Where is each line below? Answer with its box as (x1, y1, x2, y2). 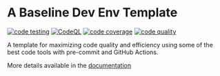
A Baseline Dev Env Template (7, 5, 178, 21)
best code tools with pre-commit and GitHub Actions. (7, 48, 159, 56)
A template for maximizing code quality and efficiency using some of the (7, 40, 214, 49)
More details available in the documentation (7, 61, 132, 69)
